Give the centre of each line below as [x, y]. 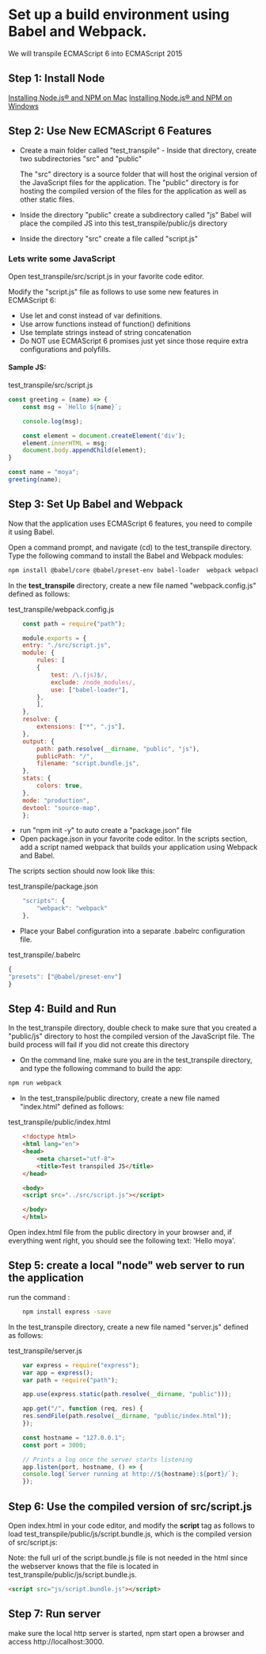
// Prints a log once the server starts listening [108, 1459]
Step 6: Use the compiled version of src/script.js [130, 1506]
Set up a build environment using [119, 15]
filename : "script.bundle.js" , [88, 764]
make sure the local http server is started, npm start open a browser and [126, 1633]
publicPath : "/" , [65, 756]
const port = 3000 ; [55, 1445]
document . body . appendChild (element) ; [85, 450]
